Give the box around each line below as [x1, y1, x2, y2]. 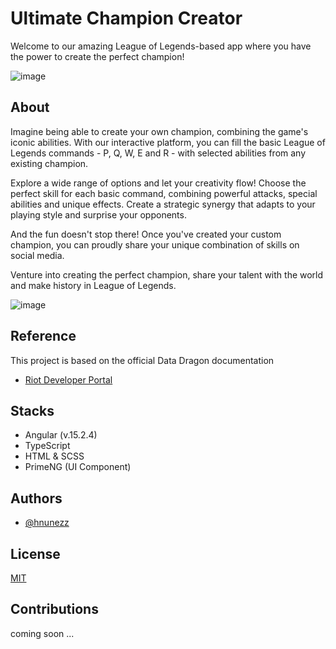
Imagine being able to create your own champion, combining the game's [10, 125, 309, 137]
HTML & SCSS [24, 450, 85, 462]
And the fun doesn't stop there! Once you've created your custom [10, 228, 282, 240]
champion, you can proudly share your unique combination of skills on [10, 238, 300, 251]
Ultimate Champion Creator [10, 7, 243, 30]
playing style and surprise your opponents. [10, 208, 187, 221]
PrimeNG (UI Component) [24, 461, 132, 473]
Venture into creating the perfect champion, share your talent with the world [10, 268, 324, 281]
